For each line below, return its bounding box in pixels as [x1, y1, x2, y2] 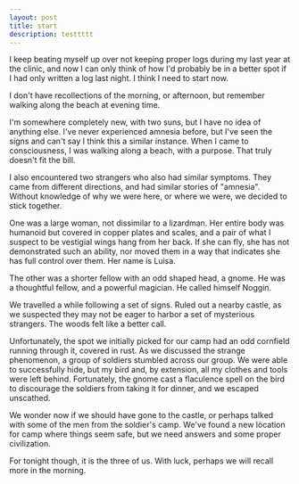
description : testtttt [9, 29, 94, 38]
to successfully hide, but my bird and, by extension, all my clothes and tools [9, 365, 288, 375]
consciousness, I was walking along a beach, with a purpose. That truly [9, 145, 272, 156]
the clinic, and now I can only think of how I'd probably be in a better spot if [9, 63, 287, 74]
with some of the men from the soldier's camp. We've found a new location [9, 420, 286, 431]
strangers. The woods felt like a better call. [9, 318, 167, 330]
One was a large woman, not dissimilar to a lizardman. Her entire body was [9, 217, 285, 228]
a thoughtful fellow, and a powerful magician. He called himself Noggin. [9, 283, 272, 293]
